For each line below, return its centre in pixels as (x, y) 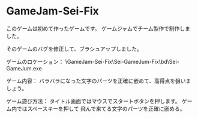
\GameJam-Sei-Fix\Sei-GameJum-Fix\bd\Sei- (122, 61)
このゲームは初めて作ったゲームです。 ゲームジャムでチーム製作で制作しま (98, 28)
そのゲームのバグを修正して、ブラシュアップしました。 (74, 49)
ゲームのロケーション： (35, 61)
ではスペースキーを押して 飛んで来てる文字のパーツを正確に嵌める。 (101, 108)
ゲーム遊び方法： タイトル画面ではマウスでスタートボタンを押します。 (94, 101)
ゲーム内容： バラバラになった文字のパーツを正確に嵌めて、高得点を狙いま (99, 81)
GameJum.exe (24, 68)
